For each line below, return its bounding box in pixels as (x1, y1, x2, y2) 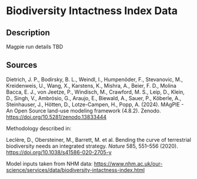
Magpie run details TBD (6, 43, 64, 50)
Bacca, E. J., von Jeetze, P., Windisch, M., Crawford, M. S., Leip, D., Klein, (6, 88, 185, 95)
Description (6, 28, 50, 38)
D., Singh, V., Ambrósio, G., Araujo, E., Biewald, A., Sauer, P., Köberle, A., (6, 94, 182, 101)
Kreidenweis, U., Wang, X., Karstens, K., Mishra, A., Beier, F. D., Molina (6, 82, 176, 89)
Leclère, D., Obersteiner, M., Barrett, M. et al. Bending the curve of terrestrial (6, 136, 191, 143)
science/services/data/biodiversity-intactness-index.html (6, 166, 145, 173)
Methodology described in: (6, 125, 72, 132)
